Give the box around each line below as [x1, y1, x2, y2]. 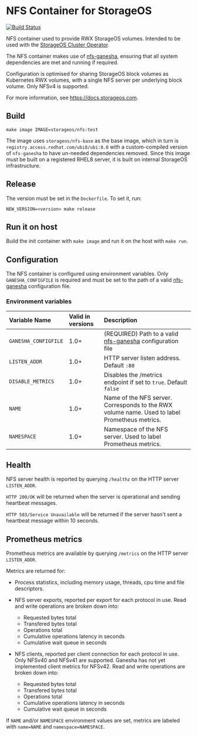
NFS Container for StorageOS [6, 4, 152, 18]
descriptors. [14, 585, 44, 592]
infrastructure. [6, 162, 41, 169]
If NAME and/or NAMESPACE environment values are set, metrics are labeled [6, 717, 180, 724]
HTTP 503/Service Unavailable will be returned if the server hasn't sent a [6, 511, 182, 518]
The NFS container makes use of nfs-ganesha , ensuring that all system [6, 52, 178, 59]
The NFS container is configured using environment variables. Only [6, 270, 169, 277]
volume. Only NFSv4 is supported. [6, 82, 89, 89]
